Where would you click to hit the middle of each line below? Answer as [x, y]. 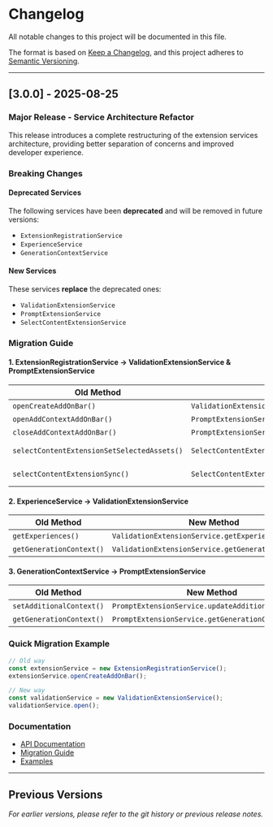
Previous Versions [56, 794]
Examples [37, 761]
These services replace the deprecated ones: [85, 288]
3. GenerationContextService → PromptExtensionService [107, 571]
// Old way [27, 660]
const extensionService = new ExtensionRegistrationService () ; [118, 668]
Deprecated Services [45, 193]
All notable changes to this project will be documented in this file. [118, 37]
